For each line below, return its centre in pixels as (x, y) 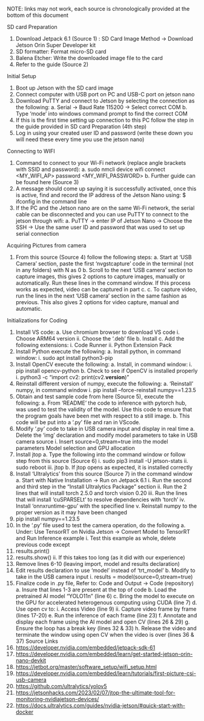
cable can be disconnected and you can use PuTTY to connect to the (102, 214)
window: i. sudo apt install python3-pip (64, 358)
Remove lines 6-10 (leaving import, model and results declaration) (98, 564)
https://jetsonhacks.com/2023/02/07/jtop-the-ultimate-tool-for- (95, 693)
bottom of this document (38, 15)
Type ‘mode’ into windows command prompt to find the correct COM (102, 114)
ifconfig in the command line (51, 201)
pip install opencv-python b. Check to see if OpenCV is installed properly (107, 371)
